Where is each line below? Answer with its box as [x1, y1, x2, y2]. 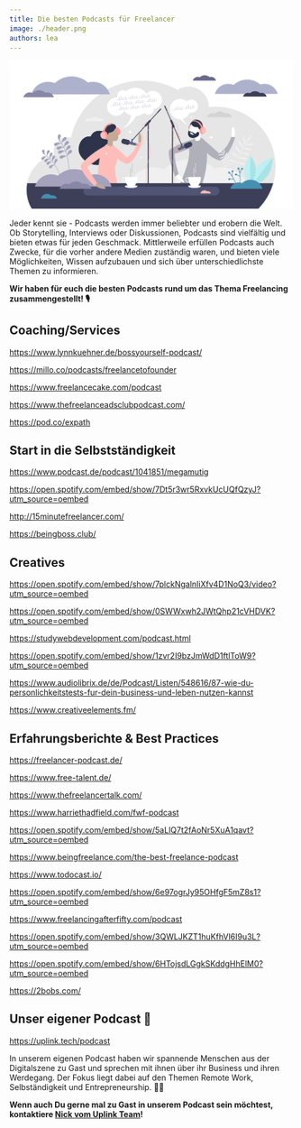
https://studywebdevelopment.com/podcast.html [9, 633, 191, 644]
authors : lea [9, 33, 59, 42]
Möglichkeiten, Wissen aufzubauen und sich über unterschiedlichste [9, 255, 264, 266]
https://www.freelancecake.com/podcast [9, 382, 162, 393]
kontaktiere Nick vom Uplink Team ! [9, 1108, 143, 1119]
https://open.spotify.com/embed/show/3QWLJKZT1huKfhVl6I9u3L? [9, 930, 261, 942]
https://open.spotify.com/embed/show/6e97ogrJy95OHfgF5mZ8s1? [9, 886, 261, 897]
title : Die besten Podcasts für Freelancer [9, 14, 176, 23]
